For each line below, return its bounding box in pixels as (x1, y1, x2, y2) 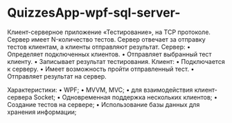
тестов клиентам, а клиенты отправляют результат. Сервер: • (7, 42, 191, 51)
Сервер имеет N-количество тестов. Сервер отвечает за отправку (7, 35, 206, 43)
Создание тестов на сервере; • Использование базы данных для (7, 100, 200, 108)
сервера (7, 92, 33, 101)
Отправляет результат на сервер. (7, 72, 107, 81)
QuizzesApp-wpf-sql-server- (7, 5, 181, 21)
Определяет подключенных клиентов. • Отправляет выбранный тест (7, 50, 213, 58)
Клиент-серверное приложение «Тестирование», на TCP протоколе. (7, 28, 211, 36)
